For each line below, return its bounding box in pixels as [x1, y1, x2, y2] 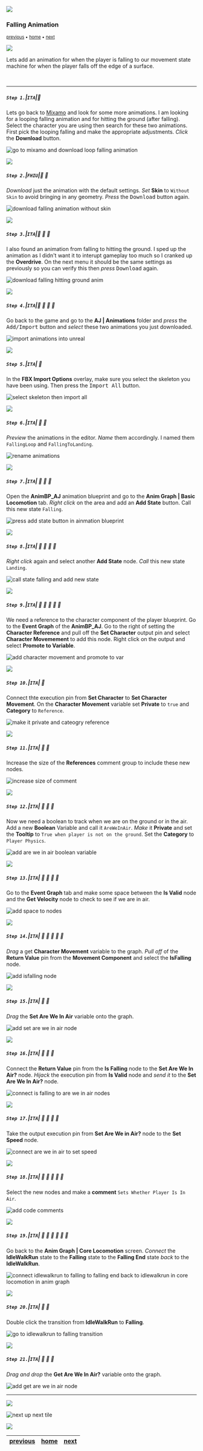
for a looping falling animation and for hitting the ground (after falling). [6, 116, 180, 123]
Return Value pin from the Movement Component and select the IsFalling [6, 954, 192, 961]
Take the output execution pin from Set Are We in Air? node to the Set [6, 1130, 181, 1137]
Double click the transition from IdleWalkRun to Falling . [6, 1319, 144, 1326]
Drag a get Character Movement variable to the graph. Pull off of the [6, 947, 178, 955]
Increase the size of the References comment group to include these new [6, 759, 190, 766]
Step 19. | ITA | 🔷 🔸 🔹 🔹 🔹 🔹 [6, 1231, 69, 1239]
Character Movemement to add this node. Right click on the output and [6, 636, 185, 643]
